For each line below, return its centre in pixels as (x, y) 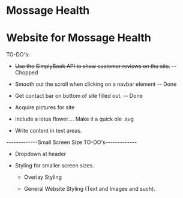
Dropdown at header (40, 154)
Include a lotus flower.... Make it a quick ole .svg (74, 119)
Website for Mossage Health (79, 38)
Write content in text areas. (48, 131)
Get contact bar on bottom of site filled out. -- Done (79, 96)
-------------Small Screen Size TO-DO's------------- (71, 142)
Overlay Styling (43, 177)
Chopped (26, 73)
